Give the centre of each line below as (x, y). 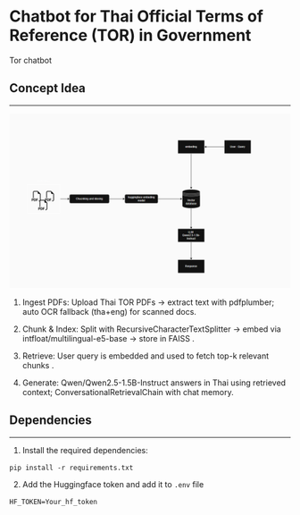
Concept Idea (48, 88)
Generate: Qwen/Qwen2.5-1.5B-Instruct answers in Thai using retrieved (154, 383)
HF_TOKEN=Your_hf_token (54, 502)
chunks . (38, 365)
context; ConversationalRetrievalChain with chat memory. (128, 392)
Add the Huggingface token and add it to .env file (113, 484)
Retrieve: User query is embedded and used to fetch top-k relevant (146, 356)
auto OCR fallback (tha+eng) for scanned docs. (109, 311)
